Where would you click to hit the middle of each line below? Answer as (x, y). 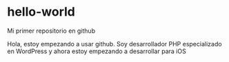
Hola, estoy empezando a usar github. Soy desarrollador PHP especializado (114, 44)
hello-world (41, 12)
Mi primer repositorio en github (51, 31)
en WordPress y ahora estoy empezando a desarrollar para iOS (97, 51)
